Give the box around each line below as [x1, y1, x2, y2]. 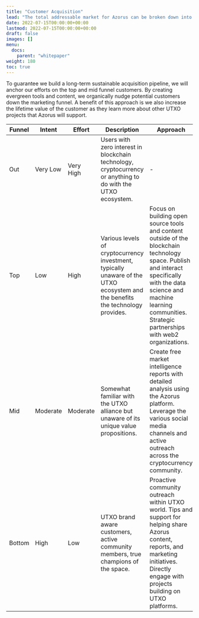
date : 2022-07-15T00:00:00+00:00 [6, 20, 89, 26]
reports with [149, 370, 184, 378]
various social [149, 415, 188, 423]
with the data [149, 279, 186, 287]
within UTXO [149, 498, 185, 506]
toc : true [6, 63, 31, 70]
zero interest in [100, 143, 142, 151]
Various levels [100, 234, 140, 243]
